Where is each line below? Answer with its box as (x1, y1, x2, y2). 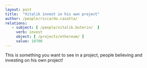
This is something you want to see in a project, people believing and (5, 52, 143, 58)
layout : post (5, 7, 32, 12)
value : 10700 (16, 39, 43, 44)
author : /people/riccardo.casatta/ (5, 16, 78, 21)
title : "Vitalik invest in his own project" (5, 12, 99, 17)
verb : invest (16, 30, 43, 34)
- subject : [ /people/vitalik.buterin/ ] (11, 25, 99, 30)
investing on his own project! (5, 57, 63, 63)
